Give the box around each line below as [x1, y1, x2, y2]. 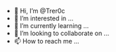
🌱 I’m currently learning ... [13, 22, 89, 30]
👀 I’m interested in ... [13, 14, 74, 22]
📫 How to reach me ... [13, 37, 79, 45]
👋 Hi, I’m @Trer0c [13, 7, 65, 15]
